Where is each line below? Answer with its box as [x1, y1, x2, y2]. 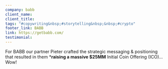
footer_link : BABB [5, 26, 44, 31]
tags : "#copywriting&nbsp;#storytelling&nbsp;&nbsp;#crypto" [5, 21, 136, 26]
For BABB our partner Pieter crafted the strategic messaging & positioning [5, 48, 158, 55]
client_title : [5, 16, 35, 21]
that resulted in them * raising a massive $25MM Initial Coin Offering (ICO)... [5, 54, 163, 60]
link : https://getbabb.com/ [5, 30, 64, 35]
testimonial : [5, 35, 33, 40]
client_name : [5, 12, 33, 17]
